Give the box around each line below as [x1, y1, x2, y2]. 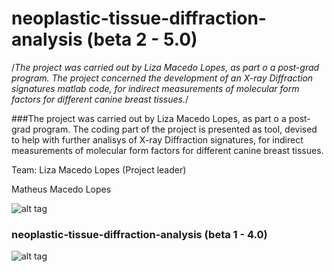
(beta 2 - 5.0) [86, 28, 198, 51]
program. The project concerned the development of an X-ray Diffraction [11, 72, 314, 84]
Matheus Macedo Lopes [11, 183, 112, 195]
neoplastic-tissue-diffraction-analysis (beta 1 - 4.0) [11, 227, 268, 241]
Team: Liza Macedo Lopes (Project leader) [11, 163, 187, 176]
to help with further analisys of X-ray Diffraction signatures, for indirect [11, 133, 304, 146]
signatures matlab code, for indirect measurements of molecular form [11, 82, 300, 94]
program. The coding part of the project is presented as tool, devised [32, 123, 318, 135]
